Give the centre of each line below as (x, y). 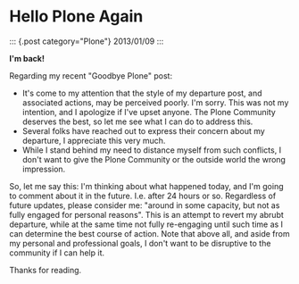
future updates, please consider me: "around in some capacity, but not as (145, 205)
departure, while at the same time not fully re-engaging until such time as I (146, 224)
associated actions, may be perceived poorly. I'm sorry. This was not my (155, 102)
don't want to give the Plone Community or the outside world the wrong (154, 159)
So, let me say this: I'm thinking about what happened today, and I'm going (146, 186)
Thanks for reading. (46, 270)
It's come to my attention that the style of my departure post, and (142, 93)
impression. (44, 169)
